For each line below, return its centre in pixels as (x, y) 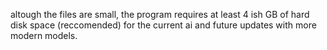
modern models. (44, 35)
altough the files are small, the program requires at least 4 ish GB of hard (160, 14)
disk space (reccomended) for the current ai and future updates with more (163, 25)
